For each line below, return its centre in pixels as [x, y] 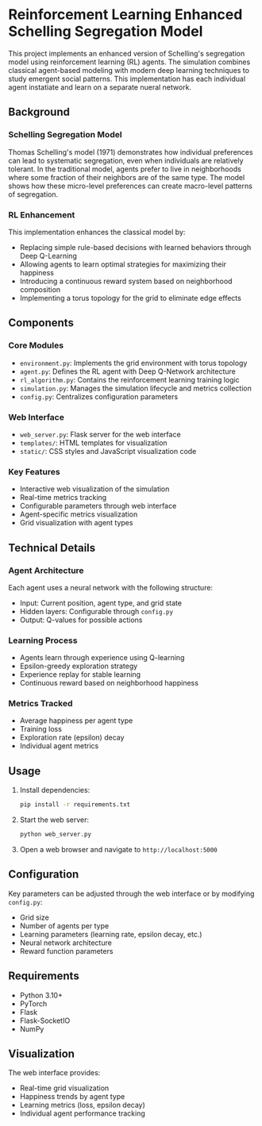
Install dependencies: [55, 790]
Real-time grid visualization [64, 1088]
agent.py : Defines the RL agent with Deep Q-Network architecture [128, 371]
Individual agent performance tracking [82, 1113]
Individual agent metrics [59, 746]
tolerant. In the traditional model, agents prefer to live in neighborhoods [125, 169]
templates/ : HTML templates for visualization [94, 443]
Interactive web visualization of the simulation [94, 489]
